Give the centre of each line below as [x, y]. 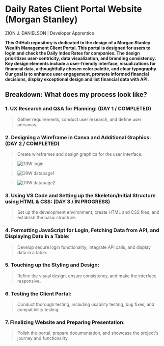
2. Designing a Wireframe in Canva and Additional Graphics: [78, 137]
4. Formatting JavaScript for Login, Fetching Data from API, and [82, 231]
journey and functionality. [43, 338]
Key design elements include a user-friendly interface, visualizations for [81, 63]
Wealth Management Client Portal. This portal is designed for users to [78, 48]
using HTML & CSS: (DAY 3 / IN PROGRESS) [58, 202]
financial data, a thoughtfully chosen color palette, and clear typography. [81, 69]
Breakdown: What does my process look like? [76, 95]
